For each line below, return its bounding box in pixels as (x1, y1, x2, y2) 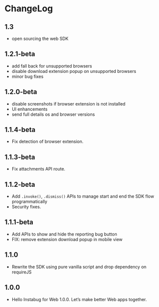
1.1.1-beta (4, 218, 33, 227)
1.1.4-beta (4, 126, 35, 134)
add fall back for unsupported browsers (11, 63, 92, 69)
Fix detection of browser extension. (11, 138, 84, 144)
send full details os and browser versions (11, 111, 95, 117)
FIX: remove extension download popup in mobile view (11, 236, 123, 242)
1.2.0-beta (4, 88, 37, 96)
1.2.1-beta (4, 50, 35, 58)
